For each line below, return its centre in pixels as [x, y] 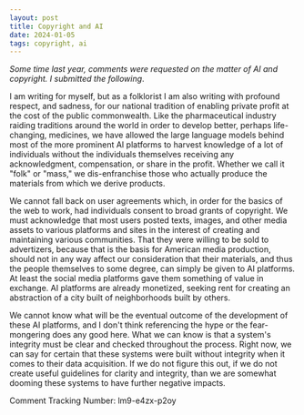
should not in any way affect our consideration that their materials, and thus [151, 259]
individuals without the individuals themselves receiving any [122, 155]
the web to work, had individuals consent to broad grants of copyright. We [149, 211]
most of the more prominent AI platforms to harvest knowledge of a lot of [147, 145]
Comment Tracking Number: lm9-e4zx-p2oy [93, 400]
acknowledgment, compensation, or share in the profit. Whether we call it [147, 164]
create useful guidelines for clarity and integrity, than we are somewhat [143, 373]
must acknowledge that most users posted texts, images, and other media [148, 220]
